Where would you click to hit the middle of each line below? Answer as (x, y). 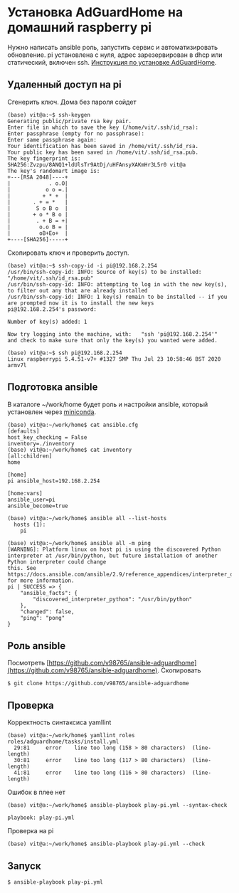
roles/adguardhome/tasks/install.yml (63, 742)
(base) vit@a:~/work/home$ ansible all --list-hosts (87, 518)
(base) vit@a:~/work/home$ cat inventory (70, 450)
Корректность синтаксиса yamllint (59, 722)
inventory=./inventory (41, 443)
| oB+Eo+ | (38, 233)
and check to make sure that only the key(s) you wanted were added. (113, 340)
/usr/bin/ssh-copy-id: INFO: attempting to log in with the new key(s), (117, 284)
